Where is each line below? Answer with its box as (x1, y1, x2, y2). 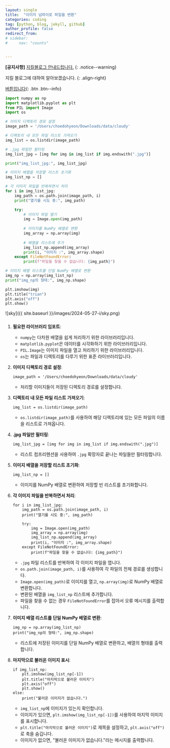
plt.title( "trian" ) (5, 292, 47, 297)
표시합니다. (25, 718, 48, 724)
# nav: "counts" (5, 41, 49, 46)
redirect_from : (5, 31, 38, 36)
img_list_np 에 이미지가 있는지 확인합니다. (20, 705, 104, 711)
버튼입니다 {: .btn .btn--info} (5, 85, 62, 91)
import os (5, 110, 26, 115)
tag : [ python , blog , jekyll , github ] (5, 21, 85, 27)
